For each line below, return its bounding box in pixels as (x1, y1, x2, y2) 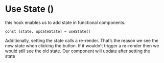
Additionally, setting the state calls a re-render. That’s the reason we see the (5, 38, 159, 43)
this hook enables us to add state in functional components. (5, 20, 126, 25)
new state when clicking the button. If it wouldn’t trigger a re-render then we (5, 42, 159, 48)
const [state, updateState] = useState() (5, 29, 91, 34)
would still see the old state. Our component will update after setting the (5, 48, 150, 54)
